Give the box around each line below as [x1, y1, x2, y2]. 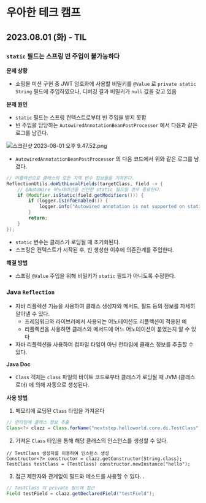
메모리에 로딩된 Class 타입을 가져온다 [15, 407, 105, 414]
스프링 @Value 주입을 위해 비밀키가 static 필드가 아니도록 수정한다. [15, 272, 176, 279]
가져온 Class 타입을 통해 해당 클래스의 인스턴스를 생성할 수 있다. [15, 437, 169, 444]
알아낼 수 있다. [15, 310, 50, 317]
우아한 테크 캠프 [6, 6, 81, 20]
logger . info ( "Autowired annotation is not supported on [39, 204, 185, 210]
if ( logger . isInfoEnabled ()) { [28, 198, 109, 204]
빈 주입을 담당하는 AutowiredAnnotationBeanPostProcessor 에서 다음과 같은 [15, 121, 198, 129]
